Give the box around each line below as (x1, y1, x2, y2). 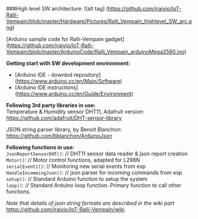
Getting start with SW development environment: (6, 60, 131, 67)
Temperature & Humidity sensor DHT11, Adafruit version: (6, 108, 144, 115)
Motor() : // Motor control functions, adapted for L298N (6, 157, 140, 163)
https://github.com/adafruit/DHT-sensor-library (6, 114, 122, 121)
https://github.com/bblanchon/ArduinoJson (6, 132, 112, 139)
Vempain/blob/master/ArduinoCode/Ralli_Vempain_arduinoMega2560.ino (6, 48, 185, 55)
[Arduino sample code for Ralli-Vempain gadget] (6, 36, 125, 42)
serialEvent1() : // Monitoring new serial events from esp (6, 163, 146, 170)
